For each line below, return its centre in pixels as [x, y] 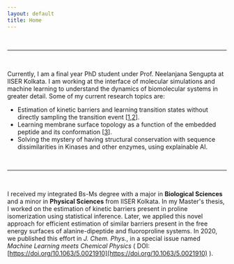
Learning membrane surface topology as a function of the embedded [117, 124]
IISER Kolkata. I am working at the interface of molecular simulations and [111, 81]
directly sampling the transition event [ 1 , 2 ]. [78, 117]
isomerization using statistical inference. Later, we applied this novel [105, 216]
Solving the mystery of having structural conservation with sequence [116, 139]
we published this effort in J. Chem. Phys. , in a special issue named [104, 238]
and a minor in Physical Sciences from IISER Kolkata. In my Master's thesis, [116, 201]
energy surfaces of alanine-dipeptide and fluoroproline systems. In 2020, [112, 230]
